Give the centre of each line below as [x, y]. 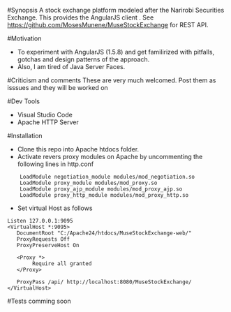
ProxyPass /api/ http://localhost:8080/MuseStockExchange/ [104, 282]
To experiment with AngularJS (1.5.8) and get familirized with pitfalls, [116, 52]
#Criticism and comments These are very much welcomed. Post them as [112, 80]
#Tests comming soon [39, 301]
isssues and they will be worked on [58, 88]
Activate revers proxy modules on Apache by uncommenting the [110, 157]
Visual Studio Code [45, 115]
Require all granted [62, 264]
